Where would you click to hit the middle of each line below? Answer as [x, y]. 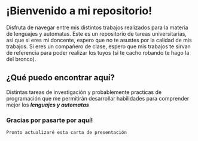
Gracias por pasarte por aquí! [50, 120]
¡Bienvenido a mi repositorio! [79, 11]
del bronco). [21, 59]
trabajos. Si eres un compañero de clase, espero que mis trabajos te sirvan [99, 46]
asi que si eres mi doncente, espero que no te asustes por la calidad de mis [99, 40]
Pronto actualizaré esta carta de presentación [67, 133]
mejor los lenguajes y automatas [48, 105]
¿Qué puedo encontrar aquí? [61, 78]
